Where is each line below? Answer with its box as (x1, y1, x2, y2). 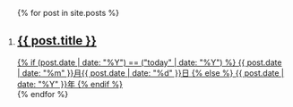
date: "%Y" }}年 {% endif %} (16, 78, 123, 89)
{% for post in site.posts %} (16, 8, 120, 18)
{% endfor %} (16, 88, 69, 99)
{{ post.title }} (16, 33, 98, 48)
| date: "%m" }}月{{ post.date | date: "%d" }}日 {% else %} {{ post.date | (16, 67, 284, 78)
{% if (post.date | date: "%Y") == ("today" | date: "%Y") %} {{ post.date (16, 57, 282, 68)
